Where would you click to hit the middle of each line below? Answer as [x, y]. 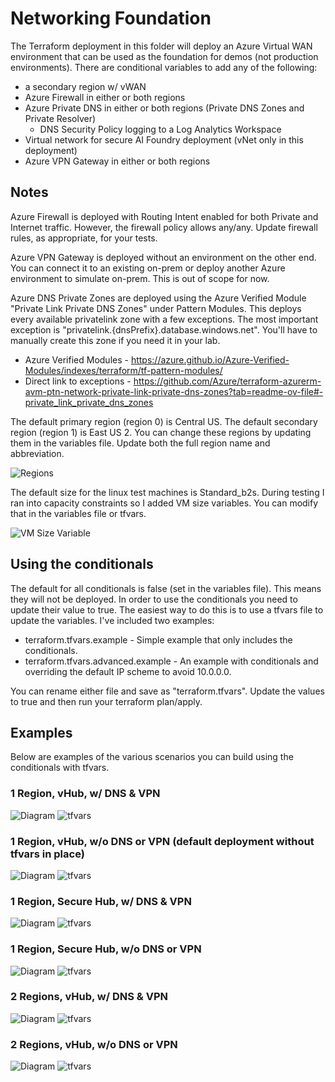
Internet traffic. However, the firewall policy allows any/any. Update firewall [164, 227]
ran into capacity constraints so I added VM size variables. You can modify [164, 503]
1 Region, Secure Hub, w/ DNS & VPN [101, 901]
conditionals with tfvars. [60, 768]
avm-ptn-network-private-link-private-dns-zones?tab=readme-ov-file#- [174, 391]
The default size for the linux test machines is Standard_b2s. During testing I [167, 492]
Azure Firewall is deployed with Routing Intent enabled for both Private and [164, 216]
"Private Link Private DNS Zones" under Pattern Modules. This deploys [156, 308]
